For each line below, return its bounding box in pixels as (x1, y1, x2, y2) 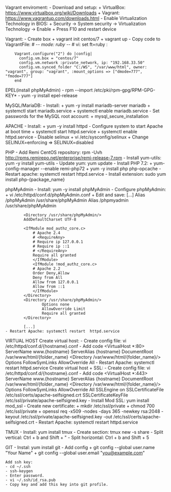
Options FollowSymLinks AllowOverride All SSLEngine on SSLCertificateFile (5, 387, 164, 392)
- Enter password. (5, 473, 44, 478)
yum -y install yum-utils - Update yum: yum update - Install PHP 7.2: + (5, 160, 153, 166)
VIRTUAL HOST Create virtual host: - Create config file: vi (5, 338, 127, 344)
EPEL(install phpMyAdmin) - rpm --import (5, 87, 93, 93)
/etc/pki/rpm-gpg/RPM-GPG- (93, 87, 156, 93)
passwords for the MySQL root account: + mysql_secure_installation (5, 113, 149, 119)
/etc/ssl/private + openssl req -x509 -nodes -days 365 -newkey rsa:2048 (5, 408, 160, 414)
